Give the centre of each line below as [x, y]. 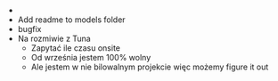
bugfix [29, 29]
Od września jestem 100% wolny [91, 57]
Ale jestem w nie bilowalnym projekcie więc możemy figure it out [150, 67]
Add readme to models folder [72, 20]
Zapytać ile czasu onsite [76, 48]
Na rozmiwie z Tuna [54, 38]
